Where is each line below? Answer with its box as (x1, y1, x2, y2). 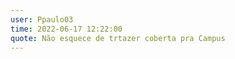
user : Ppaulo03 (10, 14, 74, 25)
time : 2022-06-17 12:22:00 (10, 24, 123, 34)
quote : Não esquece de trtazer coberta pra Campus (10, 33, 226, 43)
